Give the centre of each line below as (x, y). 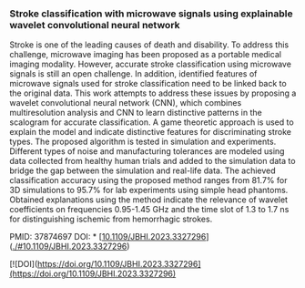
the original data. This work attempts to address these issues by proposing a (153, 93)
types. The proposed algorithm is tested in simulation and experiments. (143, 142)
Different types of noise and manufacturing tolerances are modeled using (147, 151)
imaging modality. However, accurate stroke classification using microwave (150, 64)
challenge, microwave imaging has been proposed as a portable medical (146, 55)
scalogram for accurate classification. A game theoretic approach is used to (152, 122)
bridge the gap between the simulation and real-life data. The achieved (142, 170)
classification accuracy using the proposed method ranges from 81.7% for (148, 180)
